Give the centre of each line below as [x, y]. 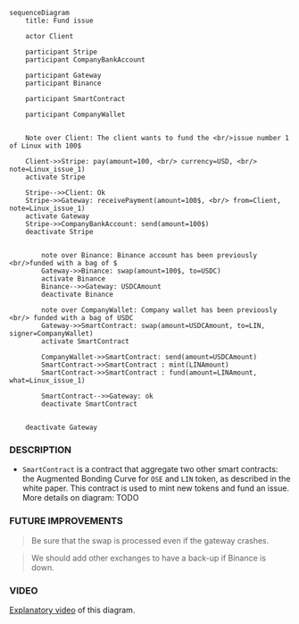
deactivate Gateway [62, 427]
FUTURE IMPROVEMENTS [66, 521]
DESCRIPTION [41, 450]
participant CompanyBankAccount [85, 60]
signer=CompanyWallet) [51, 333]
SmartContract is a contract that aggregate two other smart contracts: [150, 469]
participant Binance [63, 83]
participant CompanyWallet [75, 114]
